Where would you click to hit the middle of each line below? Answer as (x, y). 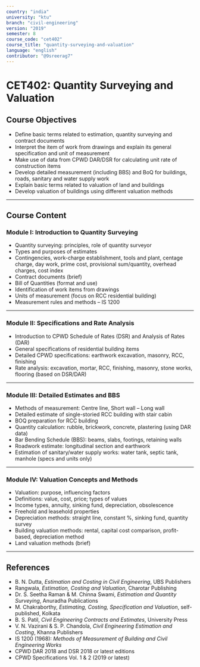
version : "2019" (26, 28)
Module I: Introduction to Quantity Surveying (72, 232)
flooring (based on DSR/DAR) (51, 374)
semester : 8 (21, 34)
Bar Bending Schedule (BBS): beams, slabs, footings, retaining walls (98, 439)
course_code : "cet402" (34, 39)
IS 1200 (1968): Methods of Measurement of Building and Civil (91, 639)
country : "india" (28, 12)
